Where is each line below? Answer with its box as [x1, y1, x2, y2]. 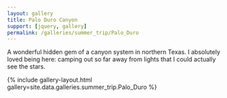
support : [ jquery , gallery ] [7, 23, 88, 29]
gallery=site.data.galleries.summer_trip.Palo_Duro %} [7, 83, 157, 91]
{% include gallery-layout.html [7, 76, 92, 84]
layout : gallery [7, 10, 53, 17]
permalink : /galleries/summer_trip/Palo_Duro [7, 29, 139, 36]
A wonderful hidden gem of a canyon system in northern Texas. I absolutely [7, 48, 221, 56]
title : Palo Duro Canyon [7, 16, 78, 23]
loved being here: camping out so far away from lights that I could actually [7, 56, 217, 64]
